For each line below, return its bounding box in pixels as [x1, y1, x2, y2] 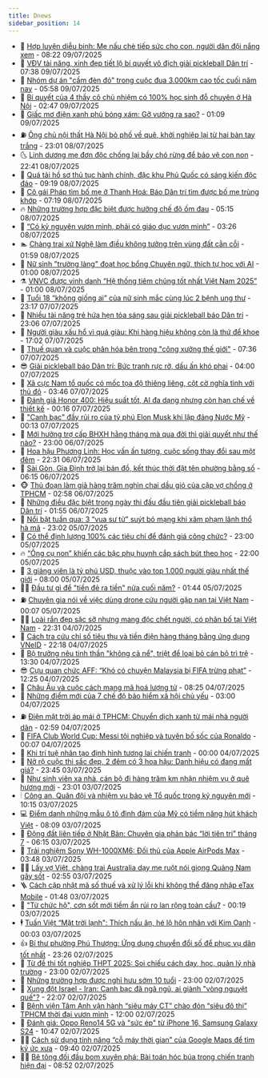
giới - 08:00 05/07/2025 [19, 574, 100, 584]
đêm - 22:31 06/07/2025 [19, 454, 102, 465]
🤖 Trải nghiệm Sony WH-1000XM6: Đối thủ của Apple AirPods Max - [19, 846, 246, 855]
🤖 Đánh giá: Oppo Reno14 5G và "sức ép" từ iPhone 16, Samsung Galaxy [19, 1018, 258, 1028]
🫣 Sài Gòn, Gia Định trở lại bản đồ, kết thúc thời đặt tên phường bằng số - [19, 463, 261, 473]
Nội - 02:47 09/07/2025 [19, 101, 100, 111]
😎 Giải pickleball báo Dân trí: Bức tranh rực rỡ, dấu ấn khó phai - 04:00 [19, 361, 255, 371]
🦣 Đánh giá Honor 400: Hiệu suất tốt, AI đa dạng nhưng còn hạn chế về [19, 395, 255, 404]
